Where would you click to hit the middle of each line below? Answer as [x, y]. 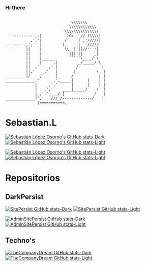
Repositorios [33, 178]
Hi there [15, 8]
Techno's [20, 240]
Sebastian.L [31, 123]
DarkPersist [24, 197]
